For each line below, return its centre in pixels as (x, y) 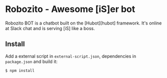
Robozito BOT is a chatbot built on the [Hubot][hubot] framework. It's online (83, 23)
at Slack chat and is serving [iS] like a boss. (50, 28)
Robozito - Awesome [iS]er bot (70, 9)
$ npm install (20, 70)
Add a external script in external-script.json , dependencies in (71, 56)
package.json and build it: (31, 61)
